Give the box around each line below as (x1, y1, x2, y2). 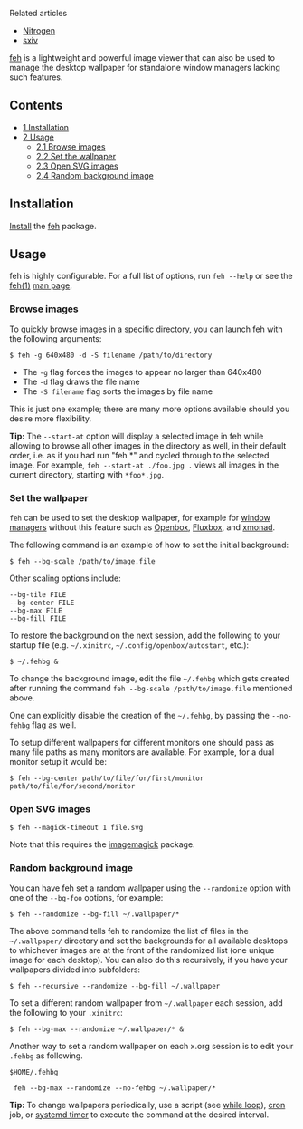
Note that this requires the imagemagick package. (9, 839, 196, 850)
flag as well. (31, 719, 77, 730)
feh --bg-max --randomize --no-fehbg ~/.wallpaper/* (13, 1083, 217, 1093)
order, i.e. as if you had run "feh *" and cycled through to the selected (9, 449, 270, 460)
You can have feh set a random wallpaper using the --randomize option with (9, 883, 291, 893)
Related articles (9, 8, 68, 18)
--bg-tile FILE (9, 591, 67, 600)
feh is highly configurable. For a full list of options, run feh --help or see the (9, 271, 294, 282)
